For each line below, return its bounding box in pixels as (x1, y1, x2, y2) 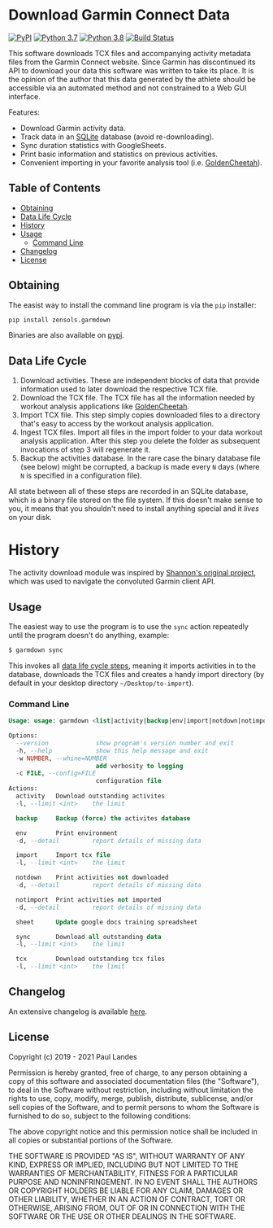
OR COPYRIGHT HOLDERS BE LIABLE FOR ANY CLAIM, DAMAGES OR (8, 1186, 244, 1195)
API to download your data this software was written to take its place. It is (8, 65, 254, 75)
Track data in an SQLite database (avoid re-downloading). (19, 132, 214, 142)
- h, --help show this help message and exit (15, 746, 209, 754)
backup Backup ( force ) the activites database (15, 814, 191, 823)
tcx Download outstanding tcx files (15, 955, 165, 964)
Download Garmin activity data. (19, 123, 126, 133)
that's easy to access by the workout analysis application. (19, 419, 214, 429)
